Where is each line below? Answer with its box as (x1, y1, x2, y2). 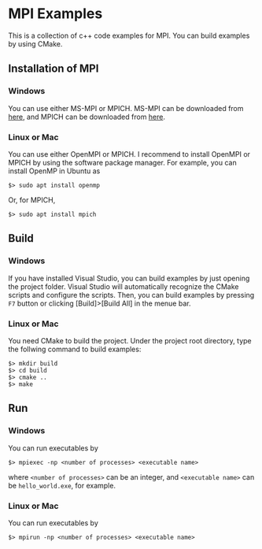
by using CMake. (8, 39, 63, 48)
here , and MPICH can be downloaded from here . (8, 112, 166, 121)
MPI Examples (8, 5, 103, 23)
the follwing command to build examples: (8, 344, 142, 354)
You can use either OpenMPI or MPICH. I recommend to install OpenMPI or (8, 149, 250, 158)
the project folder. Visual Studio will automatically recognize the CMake (8, 281, 239, 291)
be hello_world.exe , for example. (8, 480, 116, 490)
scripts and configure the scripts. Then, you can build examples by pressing (8, 290, 255, 299)
